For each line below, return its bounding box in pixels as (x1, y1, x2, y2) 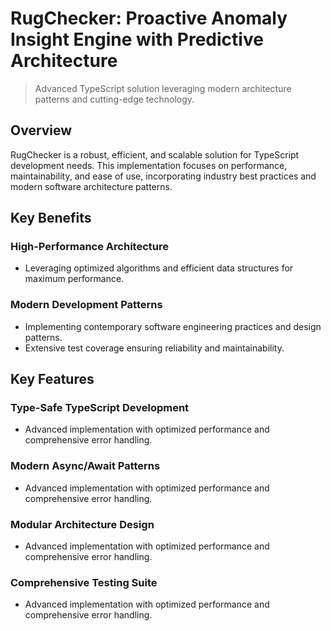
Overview (10, 122, 73, 139)
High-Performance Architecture (10, 240, 169, 254)
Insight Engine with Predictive (10, 28, 264, 51)
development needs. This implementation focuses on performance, (10, 159, 288, 171)
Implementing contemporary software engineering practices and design (24, 320, 322, 332)
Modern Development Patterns (10, 298, 163, 312)
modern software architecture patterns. (10, 180, 173, 192)
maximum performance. (24, 273, 125, 285)
